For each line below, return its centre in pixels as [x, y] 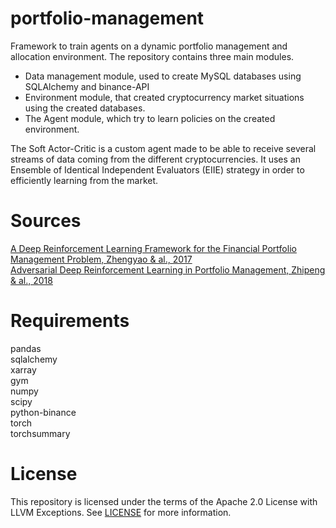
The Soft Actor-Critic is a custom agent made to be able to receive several [163, 148]
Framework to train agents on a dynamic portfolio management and [149, 46]
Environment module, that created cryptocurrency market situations [164, 97]
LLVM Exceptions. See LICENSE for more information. [121, 512]
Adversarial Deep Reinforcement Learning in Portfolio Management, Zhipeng [168, 269]
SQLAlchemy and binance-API [87, 86]
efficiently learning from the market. [84, 180]
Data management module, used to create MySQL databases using [163, 76]
